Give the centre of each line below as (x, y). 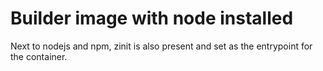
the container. (39, 56)
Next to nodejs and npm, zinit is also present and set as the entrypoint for (161, 46)
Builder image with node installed (152, 18)
